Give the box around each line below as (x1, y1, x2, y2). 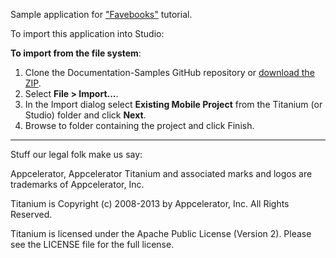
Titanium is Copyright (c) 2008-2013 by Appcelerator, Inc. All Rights (10, 198, 290, 209)
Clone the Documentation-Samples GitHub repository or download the (24, 67, 315, 78)
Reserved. (10, 209, 53, 220)
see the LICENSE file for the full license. (10, 239, 175, 250)
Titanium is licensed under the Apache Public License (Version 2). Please (10, 228, 312, 239)
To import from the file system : (10, 47, 142, 59)
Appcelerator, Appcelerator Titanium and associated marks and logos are (10, 168, 313, 179)
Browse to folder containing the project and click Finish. (24, 120, 255, 131)
